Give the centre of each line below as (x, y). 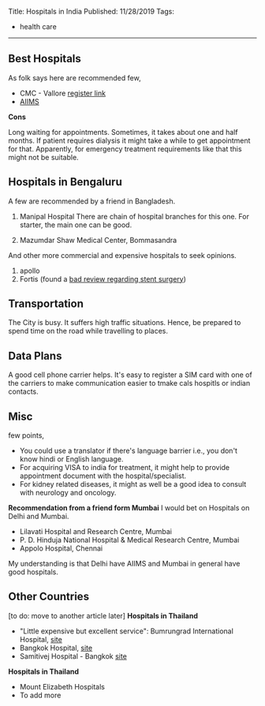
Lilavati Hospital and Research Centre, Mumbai (95, 532)
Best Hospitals (45, 59)
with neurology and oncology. (68, 493)
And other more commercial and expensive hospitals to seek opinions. (122, 255)
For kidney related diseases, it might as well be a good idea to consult (133, 484)
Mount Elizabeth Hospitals (62, 686)
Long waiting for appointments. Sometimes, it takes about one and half (123, 132)
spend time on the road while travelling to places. (88, 331)
